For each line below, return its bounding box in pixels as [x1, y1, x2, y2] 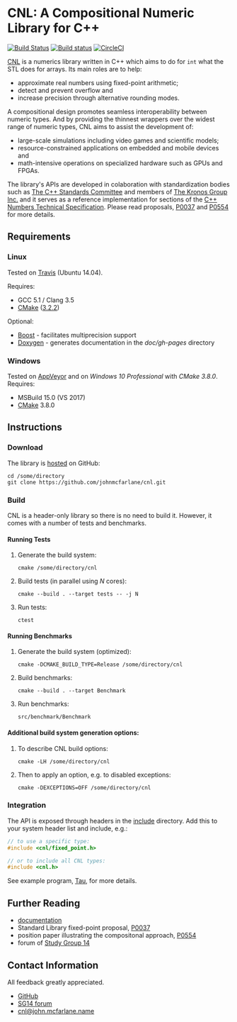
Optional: [7, 317, 34, 326]
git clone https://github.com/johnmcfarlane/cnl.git [7, 479, 166, 486]
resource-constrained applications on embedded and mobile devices [17, 143, 219, 152]
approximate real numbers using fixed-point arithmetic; [17, 78, 179, 87]
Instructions [7, 421, 62, 433]
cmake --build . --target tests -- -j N [17, 591, 139, 598]
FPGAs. [17, 166, 40, 174]
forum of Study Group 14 [17, 938, 90, 948]
